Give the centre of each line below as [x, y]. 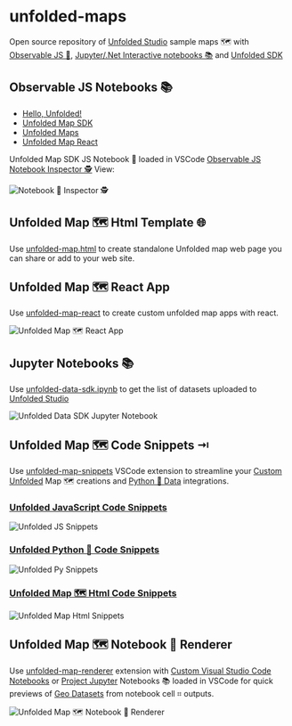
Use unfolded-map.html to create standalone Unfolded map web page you [146, 249]
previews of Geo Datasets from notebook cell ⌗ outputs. [112, 693]
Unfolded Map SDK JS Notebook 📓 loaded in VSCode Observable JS [135, 159]
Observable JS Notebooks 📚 [91, 88]
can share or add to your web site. [72, 258]
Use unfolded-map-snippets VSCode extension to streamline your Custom [146, 471]
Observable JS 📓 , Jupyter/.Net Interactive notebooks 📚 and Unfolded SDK [146, 54]
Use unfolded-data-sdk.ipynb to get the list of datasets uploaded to [133, 389]
